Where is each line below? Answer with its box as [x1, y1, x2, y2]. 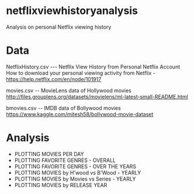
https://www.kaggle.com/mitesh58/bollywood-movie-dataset [6, 110, 154, 117]
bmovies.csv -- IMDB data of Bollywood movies [6, 104, 121, 112]
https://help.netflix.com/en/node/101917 [6, 75, 102, 82]
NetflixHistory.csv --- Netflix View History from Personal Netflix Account [6, 63, 180, 70]
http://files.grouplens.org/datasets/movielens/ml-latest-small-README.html [6, 93, 188, 100]
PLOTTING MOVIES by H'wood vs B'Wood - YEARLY [14, 169, 141, 176]
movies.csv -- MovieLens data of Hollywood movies [6, 86, 131, 94]
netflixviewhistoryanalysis [6, 4, 138, 18]
